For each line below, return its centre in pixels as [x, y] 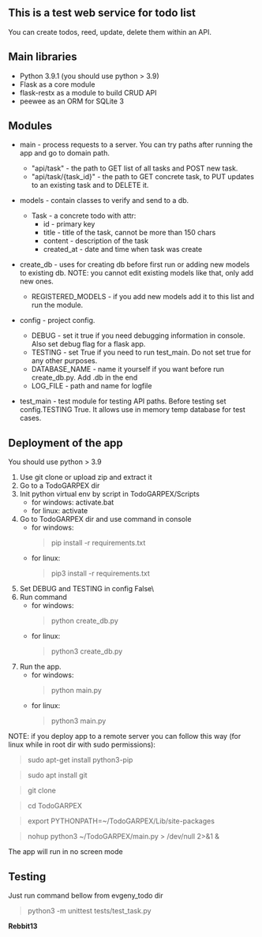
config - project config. [57, 320]
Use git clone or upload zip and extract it [86, 478]
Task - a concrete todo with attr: [84, 216]
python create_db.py [84, 621]
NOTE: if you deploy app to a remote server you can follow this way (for [125, 736]
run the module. [57, 305]
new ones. [36, 281]
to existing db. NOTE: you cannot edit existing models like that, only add [137, 273]
